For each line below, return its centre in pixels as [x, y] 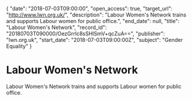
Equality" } [19, 46]
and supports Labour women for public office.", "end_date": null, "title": [93, 21]
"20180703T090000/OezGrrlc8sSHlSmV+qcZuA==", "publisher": [86, 34]
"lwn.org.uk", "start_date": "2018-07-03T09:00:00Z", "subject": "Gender [95, 40]
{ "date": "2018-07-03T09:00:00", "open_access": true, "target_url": [89, 9]
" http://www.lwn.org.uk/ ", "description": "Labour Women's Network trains [96, 15]
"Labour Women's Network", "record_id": [57, 27]
